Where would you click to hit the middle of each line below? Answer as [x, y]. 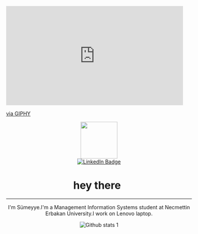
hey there [97, 185]
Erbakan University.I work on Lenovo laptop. [99, 213]
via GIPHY [19, 113]
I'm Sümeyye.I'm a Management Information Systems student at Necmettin [99, 207]
